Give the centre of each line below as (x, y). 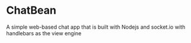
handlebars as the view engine (44, 33)
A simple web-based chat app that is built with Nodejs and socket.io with (96, 27)
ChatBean (31, 10)
